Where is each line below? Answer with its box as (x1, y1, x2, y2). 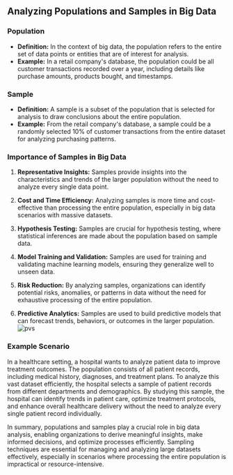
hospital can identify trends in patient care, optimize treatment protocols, (7, 394, 216, 403)
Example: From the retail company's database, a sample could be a (17, 120, 211, 128)
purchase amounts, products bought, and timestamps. (17, 72, 173, 80)
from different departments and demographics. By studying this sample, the (7, 387, 225, 396)
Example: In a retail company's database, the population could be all (17, 57, 214, 65)
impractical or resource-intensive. (7, 460, 104, 468)
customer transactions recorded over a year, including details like (17, 64, 205, 72)
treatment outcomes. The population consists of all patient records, (7, 365, 200, 373)
